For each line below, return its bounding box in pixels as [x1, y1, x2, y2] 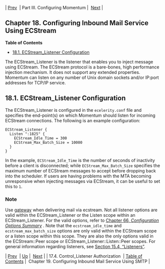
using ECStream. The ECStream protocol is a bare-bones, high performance [5, 64, 160, 70]
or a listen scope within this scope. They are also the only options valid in [5, 233, 154, 239]
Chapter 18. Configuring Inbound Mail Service [5, 19, 149, 27]
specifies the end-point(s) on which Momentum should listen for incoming [5, 112, 156, 118]
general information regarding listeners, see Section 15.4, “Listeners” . [5, 243, 145, 249]
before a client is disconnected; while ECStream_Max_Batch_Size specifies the [5, 163, 160, 168]
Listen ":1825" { [9, 131, 45, 136]
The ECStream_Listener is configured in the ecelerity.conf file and [5, 107, 142, 113]
